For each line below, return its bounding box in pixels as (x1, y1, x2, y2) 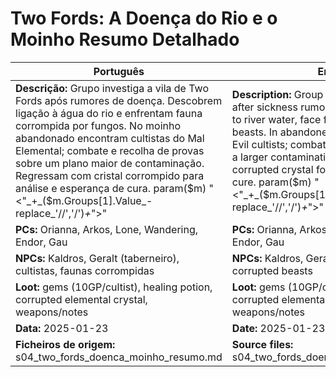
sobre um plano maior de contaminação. (15, 156, 205, 170)
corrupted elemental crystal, (15, 292, 148, 306)
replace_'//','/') (15, 206, 85, 220)
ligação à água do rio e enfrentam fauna (15, 106, 203, 120)
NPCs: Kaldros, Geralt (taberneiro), (15, 251, 180, 265)
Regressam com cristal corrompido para (15, 168, 205, 182)
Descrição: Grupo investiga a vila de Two (15, 81, 209, 95)
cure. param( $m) (231, 175, 312, 189)
